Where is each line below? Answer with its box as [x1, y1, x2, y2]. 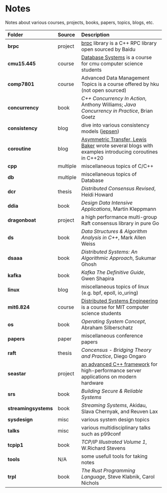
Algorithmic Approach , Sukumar [81, 254, 157, 261]
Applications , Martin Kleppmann [81, 205, 157, 212]
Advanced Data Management [81, 74, 150, 81]
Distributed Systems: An [81, 248, 138, 255]
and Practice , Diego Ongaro [81, 352, 147, 359]
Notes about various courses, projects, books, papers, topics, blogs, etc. [5, 19, 154, 25]
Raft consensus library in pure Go [81, 220, 160, 227]
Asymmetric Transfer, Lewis [81, 136, 147, 143]
